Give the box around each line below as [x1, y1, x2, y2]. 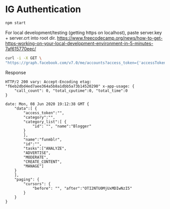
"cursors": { [23, 181, 51, 186]
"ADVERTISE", [23, 150, 51, 155]
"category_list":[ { [23, 119, 67, 124]
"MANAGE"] [23, 163, 44, 168]
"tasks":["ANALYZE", [23, 146, 67, 151]
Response [5, 69, 26, 76]
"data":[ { [14, 106, 37, 111]
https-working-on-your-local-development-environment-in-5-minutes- [5, 40, 153, 46]
